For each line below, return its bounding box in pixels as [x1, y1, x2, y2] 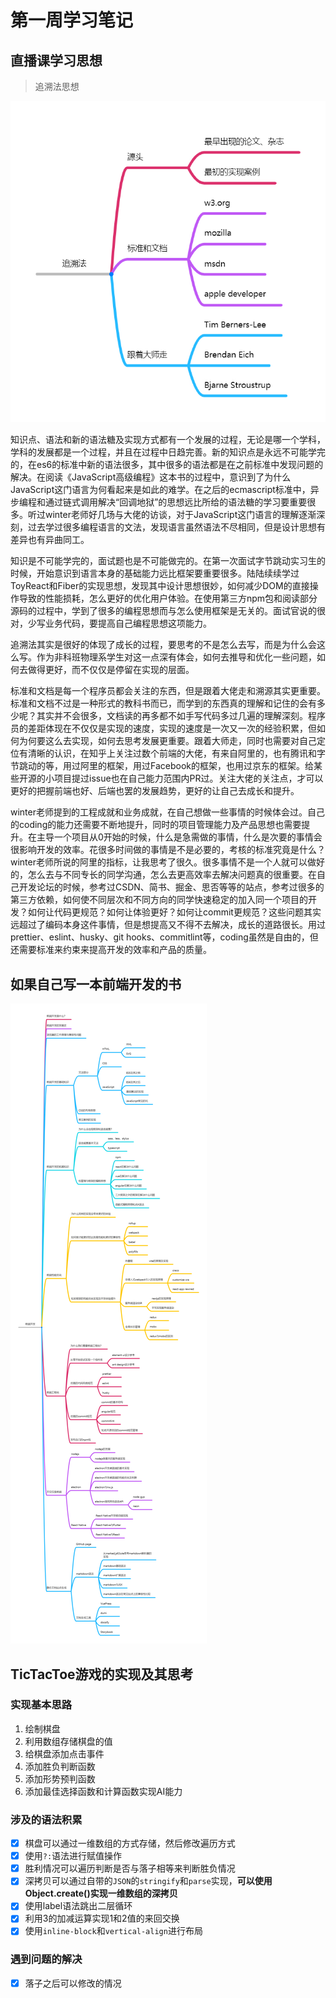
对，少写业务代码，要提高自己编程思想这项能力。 [10, 617, 212, 630]
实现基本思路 [10, 1698, 73, 1712]
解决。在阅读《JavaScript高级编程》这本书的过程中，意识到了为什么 [10, 471, 292, 483]
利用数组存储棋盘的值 [24, 1735, 113, 1747]
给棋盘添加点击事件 [24, 1747, 105, 1760]
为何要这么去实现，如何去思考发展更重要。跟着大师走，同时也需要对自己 [18, 735, 317, 747]
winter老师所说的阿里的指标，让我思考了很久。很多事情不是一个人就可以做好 [10, 856, 325, 868]
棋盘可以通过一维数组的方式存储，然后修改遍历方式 [24, 1837, 236, 1850]
